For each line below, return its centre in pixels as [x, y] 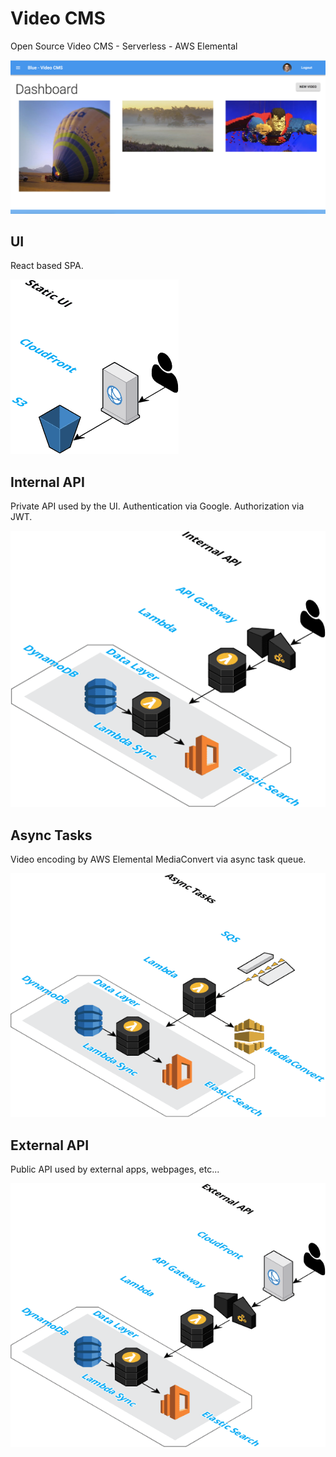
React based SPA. [47, 266]
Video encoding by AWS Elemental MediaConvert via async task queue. [158, 859]
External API [50, 1145]
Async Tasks [51, 835]
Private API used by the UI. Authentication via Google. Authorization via [157, 506]
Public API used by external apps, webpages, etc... [115, 1169]
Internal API [47, 482]
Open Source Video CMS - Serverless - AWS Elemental [124, 46]
